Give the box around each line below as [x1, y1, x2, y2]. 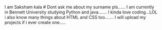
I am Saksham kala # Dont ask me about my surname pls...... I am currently [4, 4, 154, 10]
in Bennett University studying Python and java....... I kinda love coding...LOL [4, 9, 158, 15]
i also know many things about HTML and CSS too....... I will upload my [4, 15, 146, 20]
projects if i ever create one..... [4, 19, 66, 25]
